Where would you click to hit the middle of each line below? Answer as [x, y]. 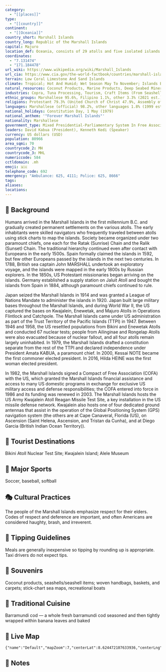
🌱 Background [27, 210]
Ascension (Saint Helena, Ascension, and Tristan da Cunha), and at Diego [80, 421]
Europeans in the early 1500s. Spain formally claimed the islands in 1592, [79, 253]
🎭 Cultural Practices [38, 497]
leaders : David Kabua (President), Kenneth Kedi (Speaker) [67, 130]
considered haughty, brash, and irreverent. [49, 522]
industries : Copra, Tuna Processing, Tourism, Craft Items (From [74, 93]
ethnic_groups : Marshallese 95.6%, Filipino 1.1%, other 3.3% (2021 [77, 97]
